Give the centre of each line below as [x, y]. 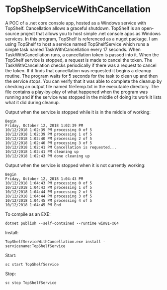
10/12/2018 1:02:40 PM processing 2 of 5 [49, 139]
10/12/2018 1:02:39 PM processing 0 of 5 [49, 130]
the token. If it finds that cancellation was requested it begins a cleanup [78, 70]
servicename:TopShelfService [35, 246]
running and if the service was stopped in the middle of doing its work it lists [83, 97]
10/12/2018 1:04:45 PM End [33, 205]
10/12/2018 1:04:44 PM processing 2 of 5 [49, 192]
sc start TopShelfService [32, 264]
